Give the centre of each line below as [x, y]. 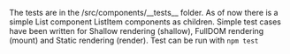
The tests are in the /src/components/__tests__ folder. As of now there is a [144, 13]
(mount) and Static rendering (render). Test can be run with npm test [134, 40]
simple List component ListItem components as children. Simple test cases [145, 22]
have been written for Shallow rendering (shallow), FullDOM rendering [137, 31]
